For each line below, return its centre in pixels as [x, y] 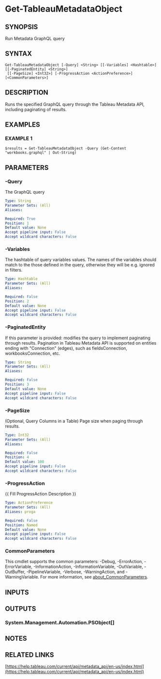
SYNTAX [19, 54]
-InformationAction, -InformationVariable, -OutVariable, [88, 567]
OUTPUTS [21, 609]
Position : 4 [17, 457]
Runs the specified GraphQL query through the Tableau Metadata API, [75, 104]
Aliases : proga [20, 512]
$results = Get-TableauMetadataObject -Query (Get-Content [66, 149]
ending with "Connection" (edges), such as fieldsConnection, [66, 348]
